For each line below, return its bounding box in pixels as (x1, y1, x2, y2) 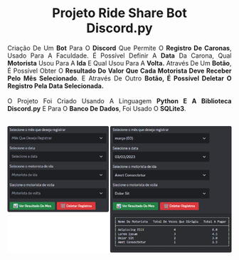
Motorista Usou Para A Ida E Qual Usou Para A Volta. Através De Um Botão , (7, 58, 232, 67)
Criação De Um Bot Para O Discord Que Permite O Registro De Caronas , (7, 43, 232, 52)
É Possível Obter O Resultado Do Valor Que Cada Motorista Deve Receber (7, 66, 233, 75)
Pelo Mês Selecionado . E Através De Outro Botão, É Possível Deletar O (7, 73, 233, 83)
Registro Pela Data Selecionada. (7, 81, 105, 90)
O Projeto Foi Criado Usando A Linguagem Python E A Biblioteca (7, 96, 232, 105)
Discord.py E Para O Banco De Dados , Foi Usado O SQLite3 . (7, 104, 186, 113)
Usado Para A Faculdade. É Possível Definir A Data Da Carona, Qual (7, 51, 232, 60)
